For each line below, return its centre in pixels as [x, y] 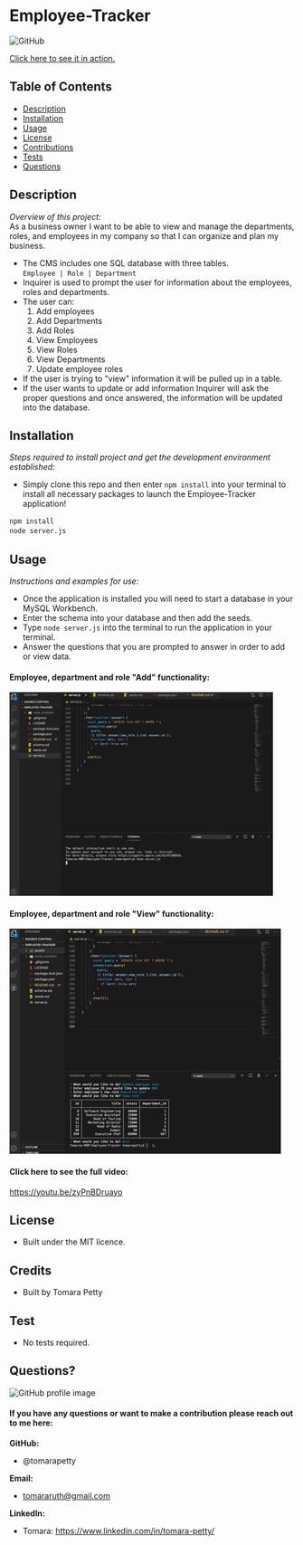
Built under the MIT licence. [74, 1242]
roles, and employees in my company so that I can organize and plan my [144, 235]
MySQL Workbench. [60, 608]
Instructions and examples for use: [74, 581]
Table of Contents [61, 87]
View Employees [67, 339]
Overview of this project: [55, 216]
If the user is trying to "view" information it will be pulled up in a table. [152, 378]
